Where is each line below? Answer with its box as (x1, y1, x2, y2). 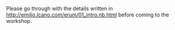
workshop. (6, 18, 32, 24)
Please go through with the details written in (6, 5, 113, 12)
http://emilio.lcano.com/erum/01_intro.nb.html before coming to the (6, 11, 170, 18)
